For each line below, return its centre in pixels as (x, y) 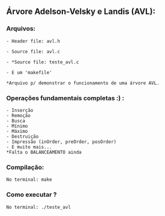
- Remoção (19, 115)
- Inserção (20, 110)
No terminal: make (29, 180)
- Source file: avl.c (33, 51)
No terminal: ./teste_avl (38, 207)
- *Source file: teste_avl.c (43, 62)
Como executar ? (31, 194)
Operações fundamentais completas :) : (65, 98)
